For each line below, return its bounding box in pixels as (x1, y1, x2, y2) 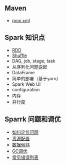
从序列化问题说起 (11, 64, 47, 70)
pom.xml (11, 17, 30, 23)
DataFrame (11, 69, 35, 75)
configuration (11, 86, 40, 92)
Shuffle (11, 52, 27, 59)
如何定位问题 (11, 129, 38, 135)
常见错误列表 (11, 154, 38, 160)
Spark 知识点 (4, 33, 45, 42)
